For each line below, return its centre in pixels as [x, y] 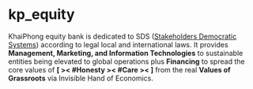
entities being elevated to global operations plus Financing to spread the [126, 61]
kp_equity [42, 15]
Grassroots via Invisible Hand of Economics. [81, 78]
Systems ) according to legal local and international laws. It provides [118, 44]
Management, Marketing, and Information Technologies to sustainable [126, 53]
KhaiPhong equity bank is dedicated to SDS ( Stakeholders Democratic [123, 36]
